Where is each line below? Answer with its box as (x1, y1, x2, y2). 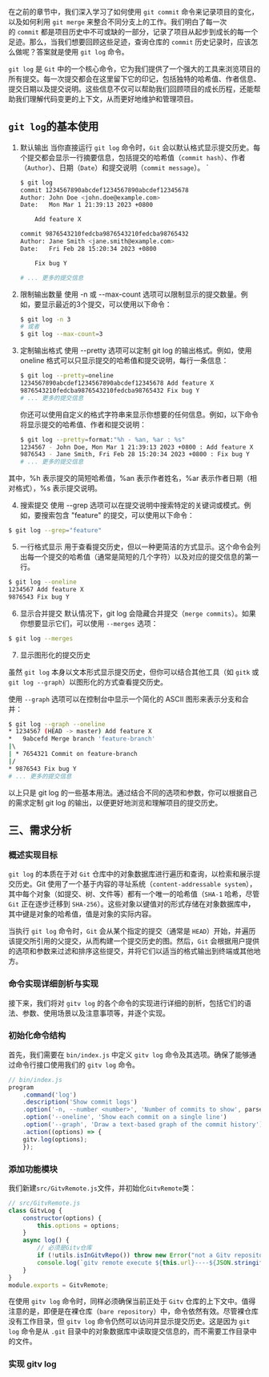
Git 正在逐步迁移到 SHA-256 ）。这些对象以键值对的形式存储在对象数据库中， (8, 899, 255, 909)
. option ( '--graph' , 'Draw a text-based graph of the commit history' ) (22, 1121, 263, 1129)
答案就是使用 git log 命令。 (35, 47, 129, 56)
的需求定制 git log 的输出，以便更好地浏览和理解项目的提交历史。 (8, 798, 223, 807)
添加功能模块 (8, 1163, 58, 1174)
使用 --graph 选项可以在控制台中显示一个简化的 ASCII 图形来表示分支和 (8, 694, 243, 704)
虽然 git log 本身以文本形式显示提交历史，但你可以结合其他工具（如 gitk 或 (8, 667, 259, 676)
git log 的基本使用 (8, 119, 99, 134)
